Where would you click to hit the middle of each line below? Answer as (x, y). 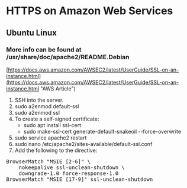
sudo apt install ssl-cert (52, 125)
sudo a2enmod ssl (37, 112)
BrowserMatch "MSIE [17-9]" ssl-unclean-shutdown (80, 179)
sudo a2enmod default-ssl (47, 106)
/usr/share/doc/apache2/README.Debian (68, 57)
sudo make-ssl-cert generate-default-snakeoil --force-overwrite (102, 131)
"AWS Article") (58, 88)
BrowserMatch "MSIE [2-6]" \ (48, 161)
